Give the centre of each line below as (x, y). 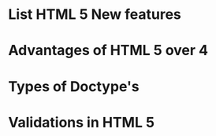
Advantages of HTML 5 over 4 (108, 51)
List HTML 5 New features (95, 15)
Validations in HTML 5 (82, 122)
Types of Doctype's (74, 86)
